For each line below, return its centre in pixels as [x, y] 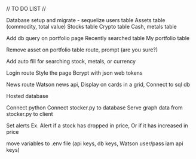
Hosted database [27, 96]
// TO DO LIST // [26, 9]
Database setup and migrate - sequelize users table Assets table [86, 20]
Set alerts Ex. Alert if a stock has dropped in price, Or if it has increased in [97, 126]
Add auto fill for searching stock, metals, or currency [71, 61]
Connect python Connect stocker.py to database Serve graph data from [95, 108]
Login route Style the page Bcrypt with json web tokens [74, 73]
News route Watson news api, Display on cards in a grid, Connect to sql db [98, 84]
